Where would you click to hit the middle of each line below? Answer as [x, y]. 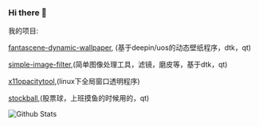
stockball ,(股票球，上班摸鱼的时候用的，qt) [79, 98]
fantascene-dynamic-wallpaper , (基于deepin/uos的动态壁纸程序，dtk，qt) [130, 48]
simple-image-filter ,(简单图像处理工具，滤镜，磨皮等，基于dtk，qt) [118, 65]
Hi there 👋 [28, 13]
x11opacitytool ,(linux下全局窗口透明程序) [75, 82]
